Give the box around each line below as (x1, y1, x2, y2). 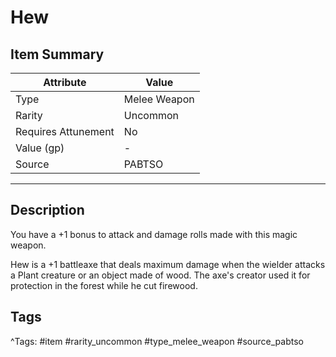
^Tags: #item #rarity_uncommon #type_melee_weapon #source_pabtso (10, 335, 304, 347)
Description (10, 202, 85, 219)
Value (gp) (15, 141, 65, 155)
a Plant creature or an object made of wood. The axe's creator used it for (10, 269, 311, 281)
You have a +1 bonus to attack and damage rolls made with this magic (10, 228, 298, 240)
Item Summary (10, 46, 105, 63)
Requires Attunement (15, 125, 115, 138)
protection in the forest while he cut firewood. (10, 279, 198, 291)
